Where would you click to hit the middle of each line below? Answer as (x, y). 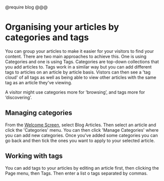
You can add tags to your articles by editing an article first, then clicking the (82, 168)
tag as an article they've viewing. (39, 82)
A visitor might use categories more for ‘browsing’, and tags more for (75, 92)
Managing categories (39, 113)
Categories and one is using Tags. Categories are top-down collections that (82, 62)
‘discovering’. (19, 97)
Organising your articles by (62, 27)
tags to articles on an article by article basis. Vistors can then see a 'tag (78, 72)
